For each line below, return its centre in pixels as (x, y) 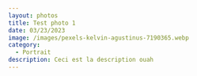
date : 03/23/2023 (37, 30)
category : (25, 45)
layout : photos (33, 15)
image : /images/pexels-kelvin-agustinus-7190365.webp (99, 38)
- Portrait (33, 52)
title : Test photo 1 (42, 23)
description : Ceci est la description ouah (81, 60)
